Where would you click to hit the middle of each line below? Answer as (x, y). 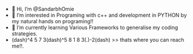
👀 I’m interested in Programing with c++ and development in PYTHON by (99, 15)
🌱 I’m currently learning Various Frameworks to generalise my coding (95, 27)
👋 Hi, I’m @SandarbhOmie (43, 9)
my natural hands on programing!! (52, 21)
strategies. (25, 34)
